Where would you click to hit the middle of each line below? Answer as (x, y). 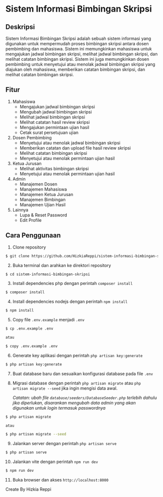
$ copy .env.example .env (31, 346)
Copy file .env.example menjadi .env (48, 320)
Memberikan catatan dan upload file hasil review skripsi (75, 148)
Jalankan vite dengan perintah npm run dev (55, 462)
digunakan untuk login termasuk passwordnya (59, 408)
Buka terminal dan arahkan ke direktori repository (62, 265)
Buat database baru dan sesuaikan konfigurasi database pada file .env (83, 373)
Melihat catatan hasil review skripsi (55, 122)
